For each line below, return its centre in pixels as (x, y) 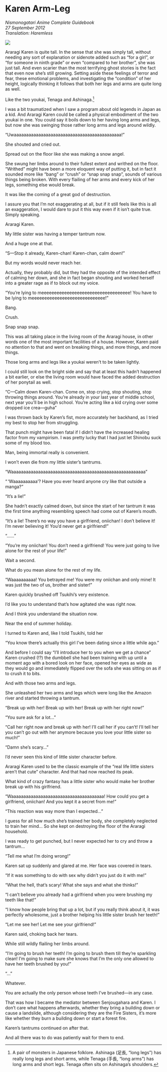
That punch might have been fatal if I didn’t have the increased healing (78, 432)
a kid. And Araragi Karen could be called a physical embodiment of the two (82, 114)
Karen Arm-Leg (38, 9)
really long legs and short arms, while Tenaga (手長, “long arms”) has (83, 1059)
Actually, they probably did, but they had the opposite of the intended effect (83, 272)
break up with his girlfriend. (33, 786)
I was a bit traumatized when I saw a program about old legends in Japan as (83, 109)
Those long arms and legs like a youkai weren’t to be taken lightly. (73, 362)
